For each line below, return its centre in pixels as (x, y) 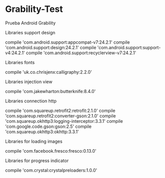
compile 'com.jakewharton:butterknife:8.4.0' (50, 91)
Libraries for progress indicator (37, 161)
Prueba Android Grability (31, 23)
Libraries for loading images (34, 141)
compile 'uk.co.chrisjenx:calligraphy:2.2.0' (48, 72)
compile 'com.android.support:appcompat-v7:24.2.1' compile (68, 42)
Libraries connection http (31, 101)
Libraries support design (30, 32)
